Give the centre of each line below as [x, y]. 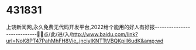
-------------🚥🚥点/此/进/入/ [39, 34]
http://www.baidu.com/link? [105, 34]
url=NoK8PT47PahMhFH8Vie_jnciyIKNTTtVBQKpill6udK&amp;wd [85, 41]
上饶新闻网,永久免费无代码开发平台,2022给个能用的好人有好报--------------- [98, 27]
